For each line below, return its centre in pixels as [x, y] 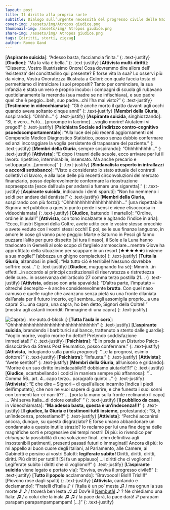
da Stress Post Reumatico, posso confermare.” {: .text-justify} [95, 346]
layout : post [19, 10]
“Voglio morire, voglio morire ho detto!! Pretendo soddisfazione [71, 335]
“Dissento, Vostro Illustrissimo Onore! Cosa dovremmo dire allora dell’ [78, 68]
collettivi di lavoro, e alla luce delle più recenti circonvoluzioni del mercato [82, 175]
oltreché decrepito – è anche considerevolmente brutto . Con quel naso [79, 288]
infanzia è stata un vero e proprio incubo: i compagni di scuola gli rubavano [84, 89]
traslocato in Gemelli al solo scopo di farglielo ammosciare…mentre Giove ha [85, 245]
